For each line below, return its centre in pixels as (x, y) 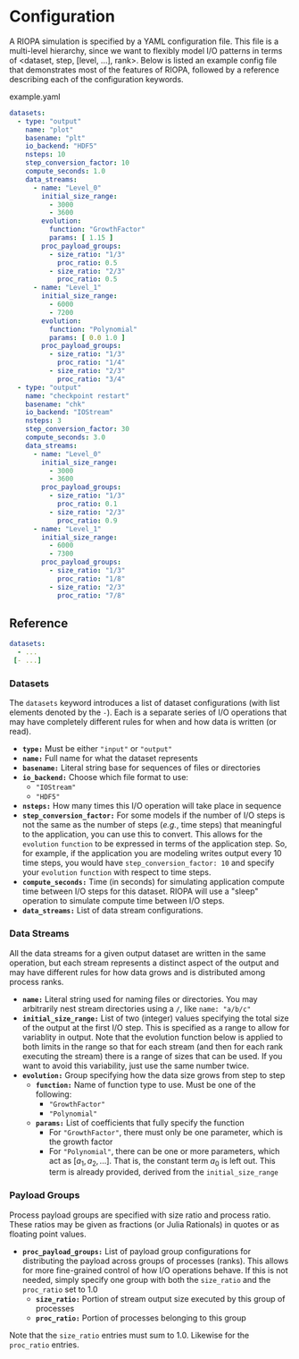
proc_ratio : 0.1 (87, 504)
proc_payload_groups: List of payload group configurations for (137, 1251)
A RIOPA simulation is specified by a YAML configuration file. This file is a (144, 41)
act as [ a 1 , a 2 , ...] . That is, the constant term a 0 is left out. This (162, 1162)
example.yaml (35, 97)
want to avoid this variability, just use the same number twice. (136, 1066)
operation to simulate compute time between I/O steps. (123, 901)
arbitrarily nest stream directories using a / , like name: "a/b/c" (137, 1008)
